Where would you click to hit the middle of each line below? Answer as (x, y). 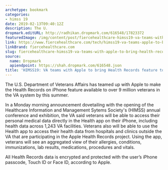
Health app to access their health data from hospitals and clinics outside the (83, 131)
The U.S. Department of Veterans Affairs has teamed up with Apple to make (83, 84)
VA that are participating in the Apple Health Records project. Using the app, (84, 136)
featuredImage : (21, 38)
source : (13, 56)
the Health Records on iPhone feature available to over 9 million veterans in (82, 90)
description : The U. (27, 28)
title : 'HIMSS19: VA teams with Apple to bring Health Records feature (81, 70)
